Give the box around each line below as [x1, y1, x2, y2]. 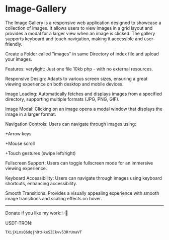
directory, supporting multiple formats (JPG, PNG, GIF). [5, 96, 120, 102]
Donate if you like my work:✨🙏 [5, 210, 68, 216]
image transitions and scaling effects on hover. [5, 195, 102, 201]
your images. [5, 56, 33, 62]
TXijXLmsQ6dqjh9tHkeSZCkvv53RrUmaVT [5, 229, 82, 234]
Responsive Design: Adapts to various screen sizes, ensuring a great [5, 75, 148, 82]
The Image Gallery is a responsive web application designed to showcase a [5, 20, 161, 26]
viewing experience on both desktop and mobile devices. [5, 81, 124, 87]
